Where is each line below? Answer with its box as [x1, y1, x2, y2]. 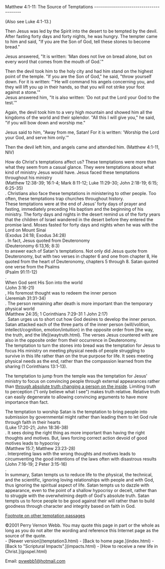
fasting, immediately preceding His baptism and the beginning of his [5, 206, 144, 212]
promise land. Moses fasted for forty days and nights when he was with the [5, 222, 159, 228]
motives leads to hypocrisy [5, 440, 60, 446]
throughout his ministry [5, 175, 53, 181]
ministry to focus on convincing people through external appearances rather [5, 379, 160, 384]
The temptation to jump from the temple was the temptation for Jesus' [5, 373, 148, 379]
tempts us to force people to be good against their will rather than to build [5, 498, 155, 504]
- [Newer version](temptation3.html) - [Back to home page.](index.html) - [5, 538, 154, 544]
